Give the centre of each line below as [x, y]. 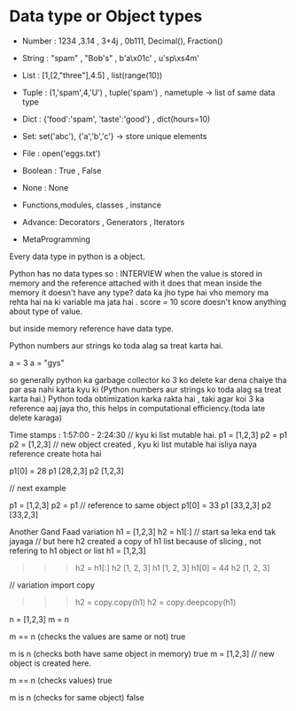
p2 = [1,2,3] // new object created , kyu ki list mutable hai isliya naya [133, 444]
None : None [45, 187]
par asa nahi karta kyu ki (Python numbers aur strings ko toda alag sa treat [145, 389]
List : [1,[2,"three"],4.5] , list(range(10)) [92, 75]
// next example [38, 488]
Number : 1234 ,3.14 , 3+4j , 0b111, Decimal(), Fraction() [122, 41]
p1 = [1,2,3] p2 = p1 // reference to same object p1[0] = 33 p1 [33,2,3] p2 [140, 505]
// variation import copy [52, 585]
